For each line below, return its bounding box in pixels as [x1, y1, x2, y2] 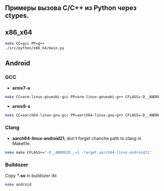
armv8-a [12, 103, 31, 109]
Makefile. [12, 140, 31, 146]
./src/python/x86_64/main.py [5, 46, 64, 51]
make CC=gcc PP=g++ [5, 41, 45, 46]
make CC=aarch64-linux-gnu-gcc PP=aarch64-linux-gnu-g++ [5, 112, 123, 118]
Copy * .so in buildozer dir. [5, 172, 58, 178]
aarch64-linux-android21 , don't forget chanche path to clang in [12, 135, 142, 141]
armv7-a [12, 85, 30, 91]
